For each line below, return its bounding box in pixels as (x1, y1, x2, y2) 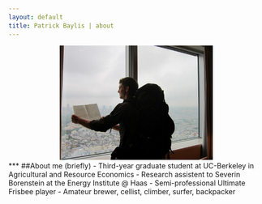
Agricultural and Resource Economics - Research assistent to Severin (8, 170, 241, 180)
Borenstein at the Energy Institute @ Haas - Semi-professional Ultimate (8, 178, 246, 188)
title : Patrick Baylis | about (8, 21, 114, 30)
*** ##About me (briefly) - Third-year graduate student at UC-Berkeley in (8, 161, 255, 171)
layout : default (8, 13, 63, 21)
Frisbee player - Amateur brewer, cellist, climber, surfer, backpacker (8, 187, 236, 197)
